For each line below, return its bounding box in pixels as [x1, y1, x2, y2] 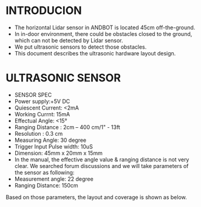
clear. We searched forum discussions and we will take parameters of [14, 162, 189, 169]
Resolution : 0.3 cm [14, 130, 63, 137]
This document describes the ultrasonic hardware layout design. [14, 49, 176, 57]
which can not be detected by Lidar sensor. [14, 37, 123, 44]
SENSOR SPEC [14, 91, 52, 98]
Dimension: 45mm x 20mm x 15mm [14, 149, 103, 156]
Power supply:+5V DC [14, 97, 70, 105]
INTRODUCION [5, 4, 83, 18]
